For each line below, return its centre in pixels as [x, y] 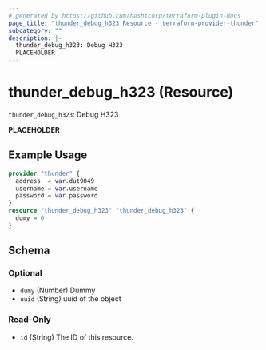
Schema [29, 251]
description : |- [35, 38]
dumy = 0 [30, 218]
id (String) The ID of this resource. [77, 337]
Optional [25, 273]
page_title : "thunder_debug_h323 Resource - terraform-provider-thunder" [134, 23]
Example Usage [48, 155]
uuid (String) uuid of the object [70, 299]
